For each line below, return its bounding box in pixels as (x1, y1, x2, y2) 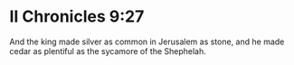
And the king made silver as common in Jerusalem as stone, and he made (9, 36, 285, 47)
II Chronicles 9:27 (9, 6, 145, 27)
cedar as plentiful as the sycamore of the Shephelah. (9, 45, 206, 56)
